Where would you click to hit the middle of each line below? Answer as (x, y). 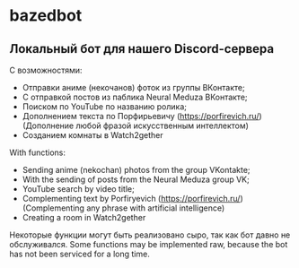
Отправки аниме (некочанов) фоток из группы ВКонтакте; (133, 87)
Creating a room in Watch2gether (84, 217)
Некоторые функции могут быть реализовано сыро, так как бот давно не (150, 235)
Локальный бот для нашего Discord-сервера (142, 49)
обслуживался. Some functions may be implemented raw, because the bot (149, 244)
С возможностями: (46, 70)
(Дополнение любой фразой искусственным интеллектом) (136, 125)
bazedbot (46, 16)
